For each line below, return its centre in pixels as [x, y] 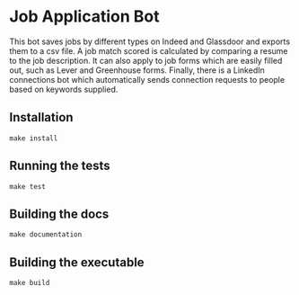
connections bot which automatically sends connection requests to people [147, 79]
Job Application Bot [84, 17]
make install [34, 138]
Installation [41, 117]
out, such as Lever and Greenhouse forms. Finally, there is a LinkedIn [137, 70]
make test [28, 186]
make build [30, 283]
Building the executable [77, 262]
